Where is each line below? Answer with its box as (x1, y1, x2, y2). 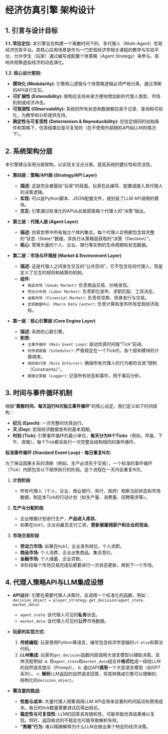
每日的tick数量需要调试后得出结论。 (29, 705, 103, 711)
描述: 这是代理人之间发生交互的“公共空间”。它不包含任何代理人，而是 (20, 263, 163, 269)
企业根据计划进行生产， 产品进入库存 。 (20, 515, 99, 521)
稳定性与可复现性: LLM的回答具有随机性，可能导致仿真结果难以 (20, 711, 150, 717)
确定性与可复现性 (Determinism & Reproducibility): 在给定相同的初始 (12, 119, 155, 124)
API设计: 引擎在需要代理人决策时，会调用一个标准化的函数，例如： (12, 592, 150, 598)
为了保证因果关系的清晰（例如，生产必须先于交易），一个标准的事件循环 (5, 460, 152, 466)
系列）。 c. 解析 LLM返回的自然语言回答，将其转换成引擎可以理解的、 (20, 671, 160, 677)
